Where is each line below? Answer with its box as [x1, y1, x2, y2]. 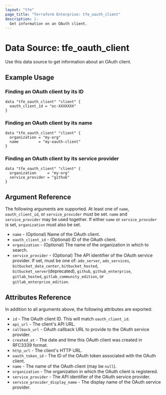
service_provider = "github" [9, 175, 70, 180]
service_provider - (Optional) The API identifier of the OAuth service [12, 252, 153, 258]
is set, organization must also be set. [5, 222, 81, 228]
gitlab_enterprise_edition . [12, 279, 69, 285]
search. [12, 247, 28, 253]
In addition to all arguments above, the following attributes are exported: [5, 306, 153, 312]
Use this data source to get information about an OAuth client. [5, 59, 132, 65]
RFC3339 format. [12, 342, 48, 348]
